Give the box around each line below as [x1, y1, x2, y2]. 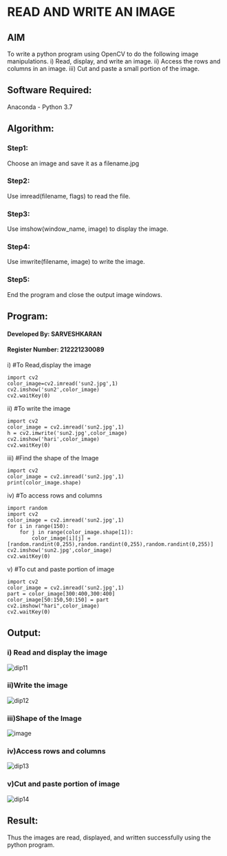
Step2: [7, 176, 30, 186]
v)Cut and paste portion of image [7, 779, 120, 789]
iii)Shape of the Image [7, 713, 83, 723]
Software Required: [7, 84, 92, 96]
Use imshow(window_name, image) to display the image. [7, 225, 169, 233]
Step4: [7, 242, 31, 252]
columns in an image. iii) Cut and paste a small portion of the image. [7, 65, 200, 72]
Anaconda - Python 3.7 [7, 103, 73, 111]
